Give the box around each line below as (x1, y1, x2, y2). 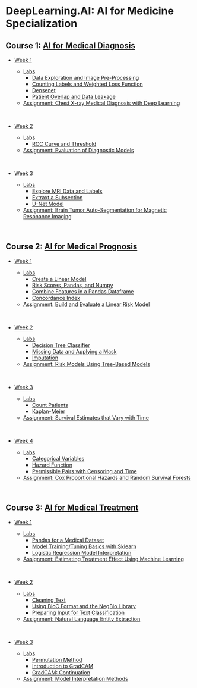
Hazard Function (31, 461, 72, 468)
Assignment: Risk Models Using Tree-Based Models (23, 360, 151, 367)
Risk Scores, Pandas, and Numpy (31, 282, 113, 289)
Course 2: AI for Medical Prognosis (5, 242, 138, 252)
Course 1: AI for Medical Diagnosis (5, 40, 136, 51)
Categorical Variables (31, 455, 85, 462)
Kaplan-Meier (31, 408, 66, 415)
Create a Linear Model (31, 275, 87, 282)
